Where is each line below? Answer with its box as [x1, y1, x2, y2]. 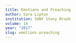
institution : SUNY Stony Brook [5, 16, 71, 21]
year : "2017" [5, 26, 33, 31]
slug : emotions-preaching [5, 30, 59, 35]
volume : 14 [5, 21, 28, 26]
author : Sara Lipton [5, 12, 49, 17]
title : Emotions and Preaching [5, 7, 71, 12]
